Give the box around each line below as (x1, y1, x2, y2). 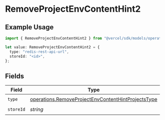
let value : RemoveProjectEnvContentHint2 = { (5, 45, 100, 49)
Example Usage (5, 23, 54, 31)
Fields (5, 72, 25, 80)
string (30, 106, 44, 113)
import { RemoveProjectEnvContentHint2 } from (5, 36, 102, 41)
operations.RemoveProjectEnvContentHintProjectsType (30, 96, 158, 102)
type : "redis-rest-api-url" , (9, 49, 69, 54)
